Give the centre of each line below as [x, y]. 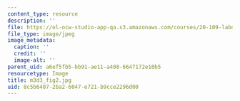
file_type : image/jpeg [41, 34]
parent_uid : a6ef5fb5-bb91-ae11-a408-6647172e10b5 [84, 67]
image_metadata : [31, 41]
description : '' [31, 21]
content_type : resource [43, 14]
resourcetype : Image [38, 73]
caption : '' [32, 47]
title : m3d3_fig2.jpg [40, 80]
